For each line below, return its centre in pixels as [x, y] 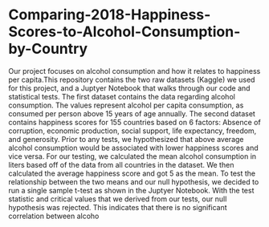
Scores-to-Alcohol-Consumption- [124, 32]
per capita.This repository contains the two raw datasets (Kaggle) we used [132, 79]
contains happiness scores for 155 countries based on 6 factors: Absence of [134, 122]
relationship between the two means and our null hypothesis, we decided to [134, 181]
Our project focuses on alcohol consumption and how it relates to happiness [134, 71]
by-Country [48, 49]
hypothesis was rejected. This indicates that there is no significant [118, 207]
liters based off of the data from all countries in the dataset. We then [121, 164]
